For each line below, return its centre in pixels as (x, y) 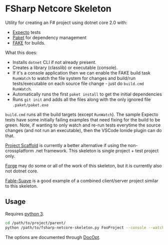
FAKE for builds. (29, 42)
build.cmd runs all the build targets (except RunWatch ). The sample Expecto (82, 114)
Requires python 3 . (24, 213)
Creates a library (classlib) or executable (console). (65, 67)
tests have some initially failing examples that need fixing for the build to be (83, 119)
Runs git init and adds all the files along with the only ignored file (81, 99)
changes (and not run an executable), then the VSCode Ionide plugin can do (83, 130)
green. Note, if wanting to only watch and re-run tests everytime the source (83, 125)
